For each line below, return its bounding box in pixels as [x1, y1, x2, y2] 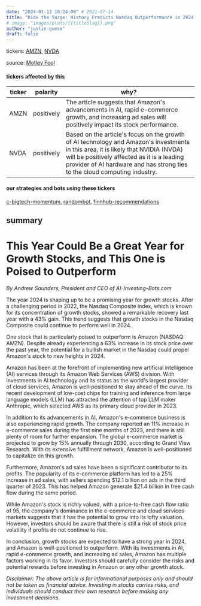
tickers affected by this [6, 73, 65, 80]
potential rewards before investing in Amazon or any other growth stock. [6, 563, 185, 570]
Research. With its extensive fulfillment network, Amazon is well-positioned [6, 445, 192, 453]
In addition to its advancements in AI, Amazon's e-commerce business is [6, 414, 185, 421]
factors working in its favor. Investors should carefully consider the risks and [6, 557, 195, 564]
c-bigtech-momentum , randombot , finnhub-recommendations [6, 198, 160, 205]
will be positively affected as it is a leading [65, 153, 184, 161]
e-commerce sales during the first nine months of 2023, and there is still [6, 426, 185, 433]
